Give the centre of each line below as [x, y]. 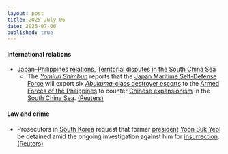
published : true [30, 32]
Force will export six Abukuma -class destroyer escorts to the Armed [123, 84]
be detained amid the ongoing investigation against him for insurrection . [118, 136]
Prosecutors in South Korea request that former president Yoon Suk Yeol [119, 129]
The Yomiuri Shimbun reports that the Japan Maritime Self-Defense [122, 76]
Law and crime [28, 114]
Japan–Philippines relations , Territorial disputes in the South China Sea [116, 70]
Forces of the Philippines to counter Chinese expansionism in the [118, 91]
